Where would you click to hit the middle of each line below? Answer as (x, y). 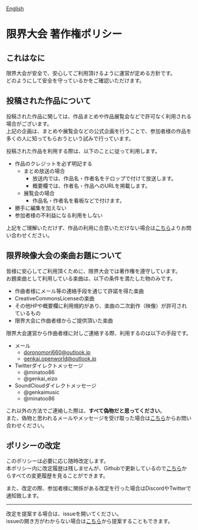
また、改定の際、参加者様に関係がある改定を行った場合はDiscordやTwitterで (99, 488)
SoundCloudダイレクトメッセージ (55, 385)
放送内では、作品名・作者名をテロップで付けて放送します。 (104, 178)
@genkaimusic (42, 392)
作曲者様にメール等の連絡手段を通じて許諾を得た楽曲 (79, 291)
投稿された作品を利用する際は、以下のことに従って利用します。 (83, 151)
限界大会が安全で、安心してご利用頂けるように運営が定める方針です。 (91, 73)
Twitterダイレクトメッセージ (49, 365)
